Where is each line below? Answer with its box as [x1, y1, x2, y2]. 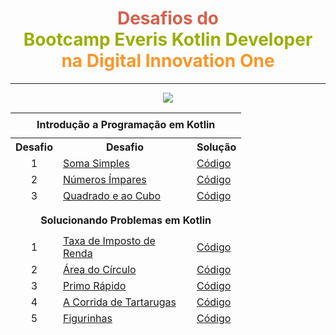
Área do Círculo [62, 262, 137, 276]
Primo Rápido [62, 278, 127, 292]
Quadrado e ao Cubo [62, 188, 162, 202]
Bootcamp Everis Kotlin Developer [23, 28, 313, 51]
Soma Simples [62, 156, 130, 170]
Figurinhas [62, 311, 113, 325]
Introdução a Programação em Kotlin [36, 118, 216, 132]
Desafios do [116, 7, 220, 30]
